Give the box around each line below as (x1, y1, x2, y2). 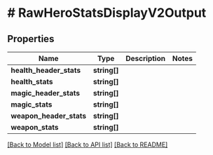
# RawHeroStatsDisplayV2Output (7, 5, 207, 21)
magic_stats (11, 100, 53, 109)
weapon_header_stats (11, 111, 86, 121)
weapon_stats (11, 123, 59, 132)
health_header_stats (11, 65, 81, 75)
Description (125, 54, 166, 63)
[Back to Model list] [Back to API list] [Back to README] (7, 140, 168, 149)
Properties (7, 33, 55, 45)
